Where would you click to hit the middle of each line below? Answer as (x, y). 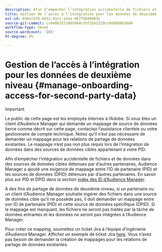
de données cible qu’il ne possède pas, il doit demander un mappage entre (80, 199)
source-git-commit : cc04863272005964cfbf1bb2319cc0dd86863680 (69, 23)
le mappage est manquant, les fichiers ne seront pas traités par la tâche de (80, 209)
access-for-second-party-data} (71, 96)
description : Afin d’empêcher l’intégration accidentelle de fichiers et (81, 9)
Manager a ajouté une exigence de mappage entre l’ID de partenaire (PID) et (81, 169)
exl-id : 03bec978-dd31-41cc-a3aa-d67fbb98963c (53, 18)
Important (15, 109)
